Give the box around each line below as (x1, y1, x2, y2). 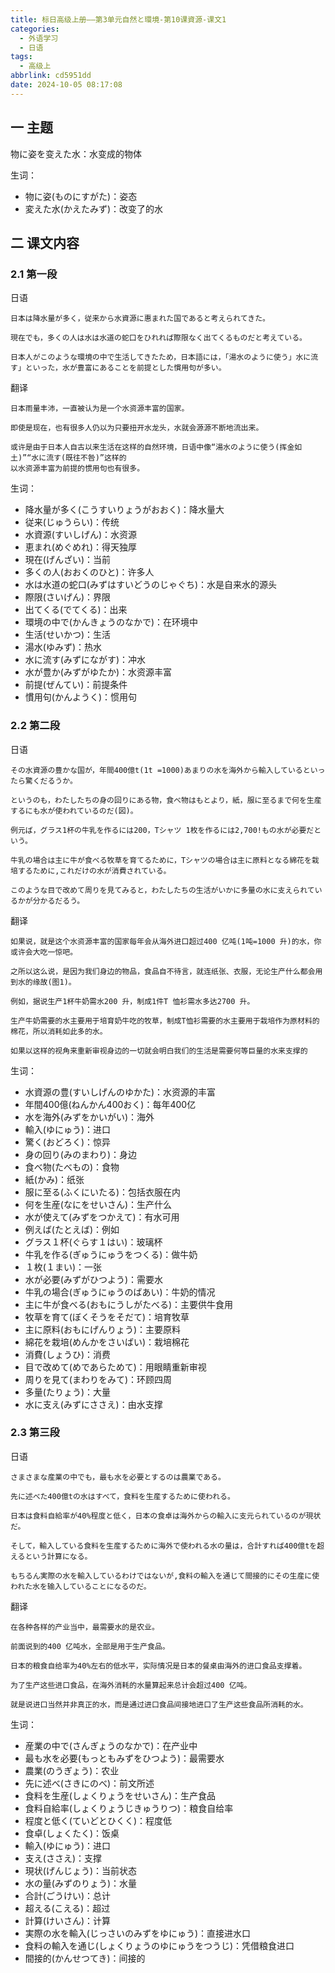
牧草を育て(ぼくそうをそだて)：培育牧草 (24, 1311, 190, 1323)
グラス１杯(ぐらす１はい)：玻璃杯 (24, 1236, 163, 1248)
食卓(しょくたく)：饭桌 (24, 1827, 120, 1839)
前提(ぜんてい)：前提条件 (24, 679, 128, 691)
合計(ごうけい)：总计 (24, 1889, 112, 1901)
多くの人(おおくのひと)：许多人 (24, 566, 155, 578)
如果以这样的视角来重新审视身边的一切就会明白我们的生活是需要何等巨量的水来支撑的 (10, 1046, 308, 1056)
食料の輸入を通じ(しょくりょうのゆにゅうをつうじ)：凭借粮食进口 (24, 1939, 295, 1951)
